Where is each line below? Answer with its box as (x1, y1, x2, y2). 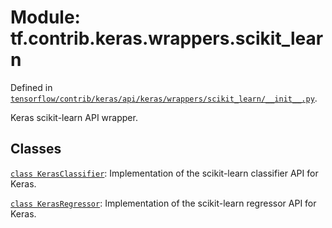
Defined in (10, 81, 53, 93)
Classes (10, 141, 62, 158)
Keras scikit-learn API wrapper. (10, 111, 138, 123)
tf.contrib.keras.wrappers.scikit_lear (10, 27, 324, 50)
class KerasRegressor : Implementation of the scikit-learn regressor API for (10, 197, 317, 209)
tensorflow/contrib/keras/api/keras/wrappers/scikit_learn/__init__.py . (10, 92, 318, 104)
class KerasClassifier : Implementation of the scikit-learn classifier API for (10, 167, 319, 179)
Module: (10, 6, 81, 29)
